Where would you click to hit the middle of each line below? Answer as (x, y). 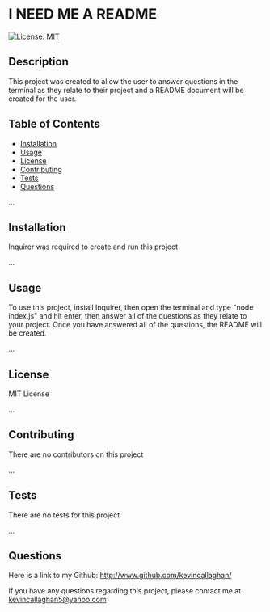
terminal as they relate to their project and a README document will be (126, 90)
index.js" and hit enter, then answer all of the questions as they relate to (128, 316)
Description (38, 62)
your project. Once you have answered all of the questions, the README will (135, 325)
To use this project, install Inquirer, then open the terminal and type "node (131, 307)
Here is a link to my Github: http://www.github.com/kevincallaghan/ (120, 576)
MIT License (29, 394)
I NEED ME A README (83, 14)
